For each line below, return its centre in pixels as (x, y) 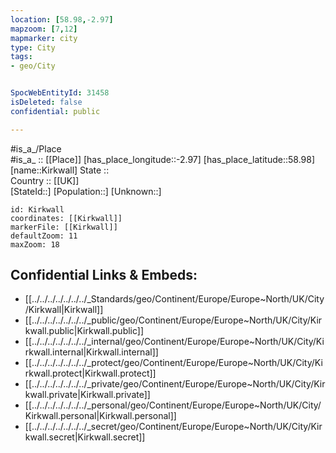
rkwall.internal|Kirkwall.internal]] (91, 352)
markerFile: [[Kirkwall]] (64, 227)
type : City (33, 47)
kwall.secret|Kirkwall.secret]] (85, 437)
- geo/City (33, 66)
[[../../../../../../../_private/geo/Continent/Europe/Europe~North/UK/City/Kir (175, 384)
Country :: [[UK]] (45, 180)
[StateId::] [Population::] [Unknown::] (86, 191)
